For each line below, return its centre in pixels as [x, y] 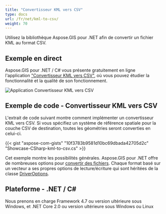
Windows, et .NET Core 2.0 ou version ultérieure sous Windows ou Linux [79, 206]
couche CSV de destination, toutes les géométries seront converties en [78, 128]
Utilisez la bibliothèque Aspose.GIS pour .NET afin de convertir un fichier [79, 38]
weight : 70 [16, 23]
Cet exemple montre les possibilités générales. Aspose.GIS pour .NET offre [82, 158]
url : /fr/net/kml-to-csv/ [32, 19]
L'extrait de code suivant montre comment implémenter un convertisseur [79, 118]
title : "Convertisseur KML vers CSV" [44, 10]
